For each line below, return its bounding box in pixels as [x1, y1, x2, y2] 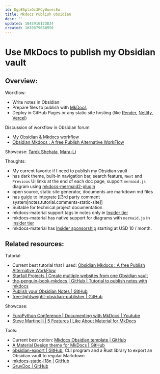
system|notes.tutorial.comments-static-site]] [12, 199, 103, 205]
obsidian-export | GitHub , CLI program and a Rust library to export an [12, 347, 153, 353]
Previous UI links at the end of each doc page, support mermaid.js [12, 178, 146, 185]
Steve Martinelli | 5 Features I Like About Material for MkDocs [12, 318, 136, 324]
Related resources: [5, 240, 65, 248]
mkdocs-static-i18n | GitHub [12, 358, 70, 364]
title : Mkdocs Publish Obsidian [5, 12, 71, 17]
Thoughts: [5, 158, 26, 164]
